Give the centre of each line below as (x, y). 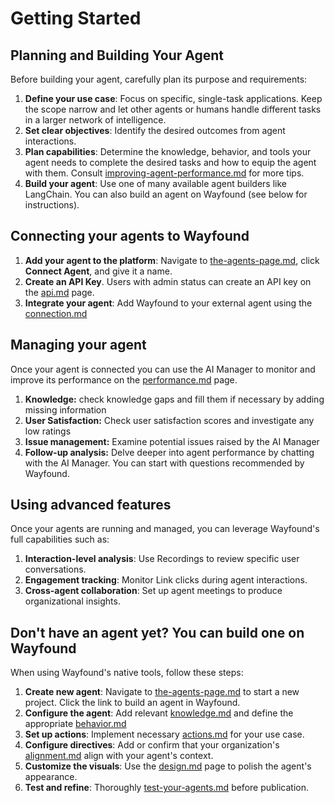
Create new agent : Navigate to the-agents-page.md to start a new (162, 692)
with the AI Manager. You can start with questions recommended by (164, 463)
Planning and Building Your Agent (117, 55)
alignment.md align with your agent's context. (119, 756)
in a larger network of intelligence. (95, 120)
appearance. (51, 777)
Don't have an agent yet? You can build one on (157, 632)
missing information (65, 409)
